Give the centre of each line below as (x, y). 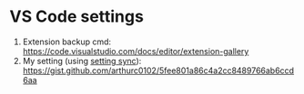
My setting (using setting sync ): (82, 61)
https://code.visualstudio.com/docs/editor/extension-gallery (136, 51)
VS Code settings (76, 17)
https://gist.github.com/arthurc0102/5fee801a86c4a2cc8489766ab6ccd (158, 70)
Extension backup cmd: (67, 42)
